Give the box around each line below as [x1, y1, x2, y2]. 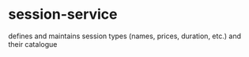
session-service [8, 5, 118, 23]
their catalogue [8, 39, 58, 48]
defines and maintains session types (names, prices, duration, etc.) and [8, 31, 241, 41]
